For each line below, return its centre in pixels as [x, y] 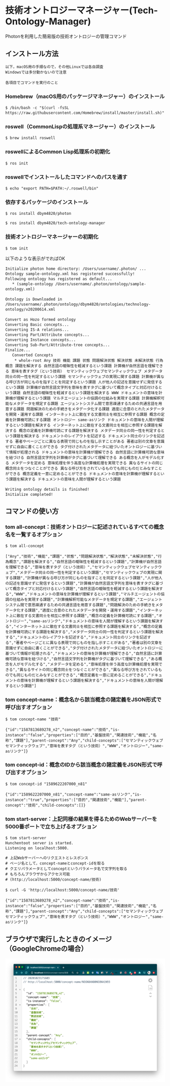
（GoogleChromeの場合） [46, 949]
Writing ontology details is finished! [47, 489]
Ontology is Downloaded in [34, 299]
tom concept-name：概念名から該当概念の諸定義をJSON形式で [83, 700]
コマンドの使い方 [32, 511]
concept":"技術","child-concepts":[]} [45, 805]
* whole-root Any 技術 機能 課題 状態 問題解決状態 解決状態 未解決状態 [84, 360]
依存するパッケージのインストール [47, 202]
